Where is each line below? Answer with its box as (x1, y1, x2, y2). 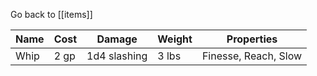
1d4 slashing (86, 49, 148, 63)
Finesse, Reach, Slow (201, 49, 303, 63)
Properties (226, 32, 278, 46)
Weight (157, 32, 193, 46)
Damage (96, 32, 138, 46)
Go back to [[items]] (10, 9, 93, 20)
